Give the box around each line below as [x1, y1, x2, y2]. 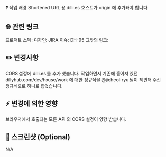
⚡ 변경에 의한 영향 [5, 99, 58, 108]
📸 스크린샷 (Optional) [5, 132, 70, 141]
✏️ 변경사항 [5, 53, 39, 62]
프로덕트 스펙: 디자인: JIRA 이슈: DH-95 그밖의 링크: [5, 37, 109, 43]
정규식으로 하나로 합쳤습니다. [5, 83, 63, 89]
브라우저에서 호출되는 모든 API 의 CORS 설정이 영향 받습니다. [5, 116, 127, 122]
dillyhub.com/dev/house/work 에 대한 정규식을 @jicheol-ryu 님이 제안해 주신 [5, 76, 161, 83]
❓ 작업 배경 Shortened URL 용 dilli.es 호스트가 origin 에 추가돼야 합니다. [5, 5, 149, 10]
